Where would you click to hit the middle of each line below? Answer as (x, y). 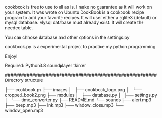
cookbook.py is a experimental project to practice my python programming (80, 47)
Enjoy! (11, 56)
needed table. (19, 28)
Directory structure (24, 80)
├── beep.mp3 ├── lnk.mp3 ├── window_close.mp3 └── (65, 105)
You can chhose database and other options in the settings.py (67, 37)
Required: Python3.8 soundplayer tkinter (46, 66)
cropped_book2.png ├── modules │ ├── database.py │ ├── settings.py (81, 95)
